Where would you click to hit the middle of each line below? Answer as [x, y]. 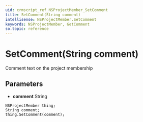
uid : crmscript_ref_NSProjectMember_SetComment [57, 10]
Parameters [24, 84]
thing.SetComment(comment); [35, 114]
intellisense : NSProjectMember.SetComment [51, 19]
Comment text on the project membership [49, 68]
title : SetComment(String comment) [43, 15]
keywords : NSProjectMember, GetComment [48, 24]
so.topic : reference [27, 29]
